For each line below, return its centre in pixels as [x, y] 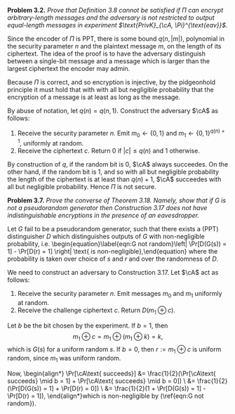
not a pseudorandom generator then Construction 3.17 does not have [107, 208]
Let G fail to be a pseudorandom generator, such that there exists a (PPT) [113, 229]
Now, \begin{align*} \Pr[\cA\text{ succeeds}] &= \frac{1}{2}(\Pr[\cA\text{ [112, 374]
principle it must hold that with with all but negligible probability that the [110, 90]
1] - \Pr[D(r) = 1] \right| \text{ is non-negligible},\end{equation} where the [113, 252]
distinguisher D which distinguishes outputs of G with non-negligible [106, 237]
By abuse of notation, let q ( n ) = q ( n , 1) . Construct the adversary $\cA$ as [113, 111]
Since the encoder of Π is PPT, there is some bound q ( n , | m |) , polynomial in [116, 39]
